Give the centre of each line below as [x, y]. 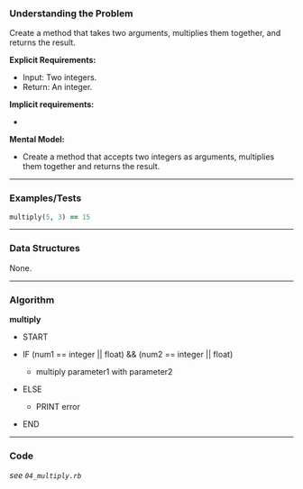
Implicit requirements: [52, 104]
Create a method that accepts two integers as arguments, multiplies [148, 157]
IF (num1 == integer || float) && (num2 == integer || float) [128, 355]
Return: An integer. [57, 87]
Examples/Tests [46, 198]
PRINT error [58, 407]
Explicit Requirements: [53, 60]
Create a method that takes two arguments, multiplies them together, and [145, 33]
